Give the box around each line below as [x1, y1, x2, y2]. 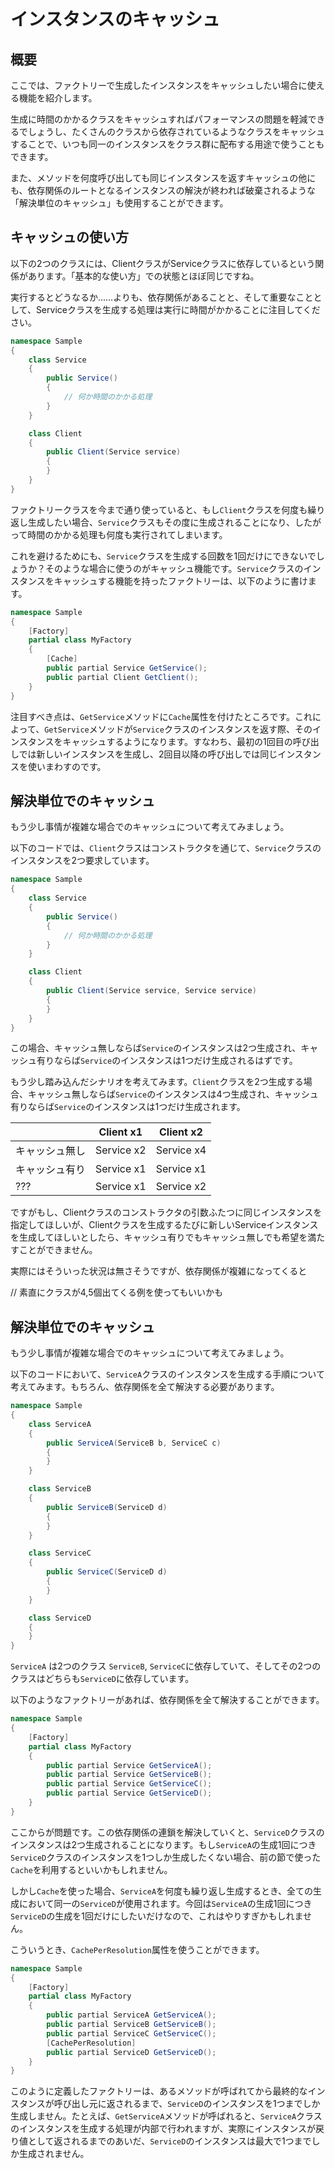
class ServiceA [28, 1419, 92, 1429]
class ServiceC [28, 1548, 92, 1559]
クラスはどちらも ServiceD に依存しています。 [10, 1673, 195, 1685]
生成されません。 [18, 2148, 90, 2160]
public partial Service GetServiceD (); [46, 1788, 213, 1799]
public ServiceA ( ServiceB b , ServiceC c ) [46, 1438, 222, 1448]
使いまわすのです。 [27, 760, 107, 772]
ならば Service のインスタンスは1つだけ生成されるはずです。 [53, 1055, 298, 1067]
